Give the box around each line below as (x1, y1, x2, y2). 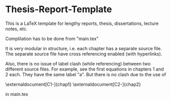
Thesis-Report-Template (5, 4, 112, 15)
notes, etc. (5, 25, 28, 31)
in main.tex (5, 91, 29, 97)
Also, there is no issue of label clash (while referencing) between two (5, 60, 151, 66)
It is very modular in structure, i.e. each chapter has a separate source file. (5, 45, 162, 51)
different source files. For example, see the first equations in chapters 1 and (5, 66, 164, 72)
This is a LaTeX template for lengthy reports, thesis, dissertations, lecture (5, 20, 159, 26)
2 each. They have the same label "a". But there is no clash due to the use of (5, 71, 166, 77)
